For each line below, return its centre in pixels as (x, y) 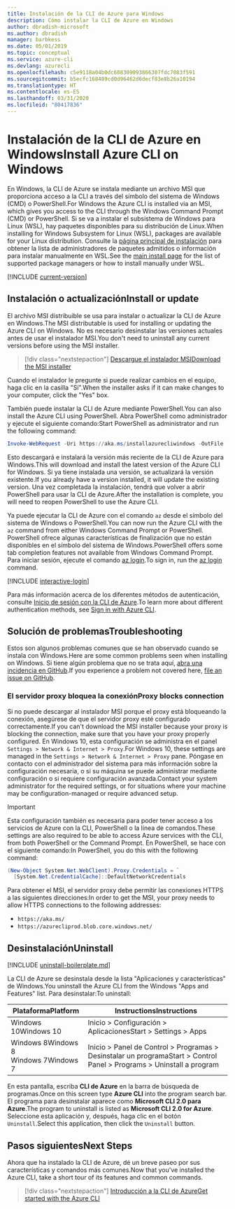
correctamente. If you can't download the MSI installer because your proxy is (117, 726)
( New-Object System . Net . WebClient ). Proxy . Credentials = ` (93, 870)
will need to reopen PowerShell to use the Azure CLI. (83, 502)
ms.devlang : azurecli (39, 66)
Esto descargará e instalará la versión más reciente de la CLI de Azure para (115, 457)
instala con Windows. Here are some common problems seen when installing (117, 656)
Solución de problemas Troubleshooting (95, 631)
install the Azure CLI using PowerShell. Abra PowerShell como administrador (117, 416)
